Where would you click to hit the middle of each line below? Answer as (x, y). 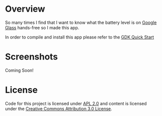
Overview (25, 9)
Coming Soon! (20, 70)
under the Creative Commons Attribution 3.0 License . (59, 109)
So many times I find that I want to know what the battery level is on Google (81, 22)
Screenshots (31, 57)
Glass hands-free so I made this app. (42, 27)
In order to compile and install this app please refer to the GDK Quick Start (80, 37)
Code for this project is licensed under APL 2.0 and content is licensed (76, 103)
